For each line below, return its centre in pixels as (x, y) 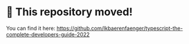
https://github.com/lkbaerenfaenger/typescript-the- (120, 28)
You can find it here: (31, 28)
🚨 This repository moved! (70, 12)
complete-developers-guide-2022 (48, 34)
